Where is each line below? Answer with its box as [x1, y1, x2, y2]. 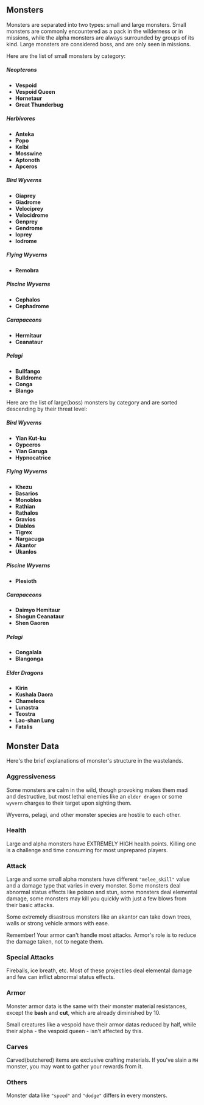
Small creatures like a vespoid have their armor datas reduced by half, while [6, 1020, 197, 1028]
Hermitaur [15, 331, 42, 339]
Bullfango [15, 367, 41, 375]
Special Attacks [6, 953, 54, 962]
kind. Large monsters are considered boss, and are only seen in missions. [6, 40, 191, 48]
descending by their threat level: [6, 405, 88, 412]
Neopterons [6, 66, 38, 74]
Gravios [15, 515, 36, 523]
